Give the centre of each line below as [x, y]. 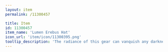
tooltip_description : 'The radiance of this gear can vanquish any [77, 42]
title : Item [17, 23]
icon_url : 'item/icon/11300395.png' [43, 37]
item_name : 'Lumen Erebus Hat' [38, 33]
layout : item [19, 10]
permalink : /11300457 [28, 14]
